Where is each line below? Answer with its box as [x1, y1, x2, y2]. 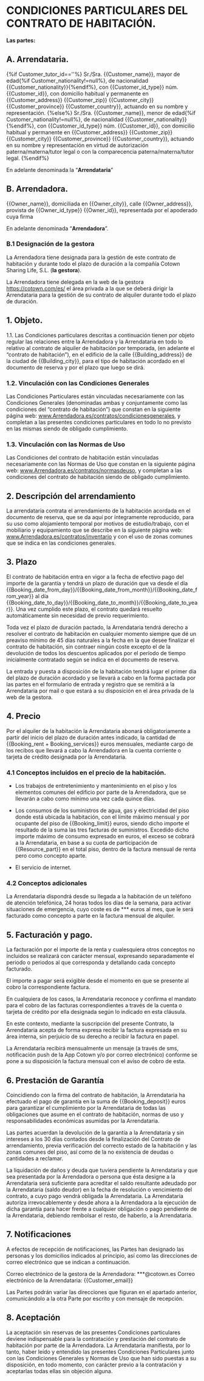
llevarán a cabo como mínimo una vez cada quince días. [15, 795, 156, 802]
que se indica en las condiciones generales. [6, 539, 117, 547]
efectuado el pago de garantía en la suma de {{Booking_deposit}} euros [6, 1098, 186, 1105]
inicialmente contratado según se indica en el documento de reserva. [6, 656, 180, 663]
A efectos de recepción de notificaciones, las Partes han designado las [6, 1245, 184, 1253]
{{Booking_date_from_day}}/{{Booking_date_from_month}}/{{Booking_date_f [6, 586, 197, 593]
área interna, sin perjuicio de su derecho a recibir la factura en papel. [6, 1033, 179, 1040]
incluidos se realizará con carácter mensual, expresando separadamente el [6, 952, 194, 960]
